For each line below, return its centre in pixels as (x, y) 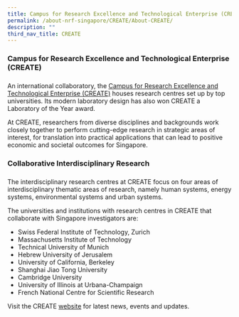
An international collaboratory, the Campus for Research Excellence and (113, 86)
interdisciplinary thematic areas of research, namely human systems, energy (119, 189)
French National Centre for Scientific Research (86, 292)
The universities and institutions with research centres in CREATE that (110, 210)
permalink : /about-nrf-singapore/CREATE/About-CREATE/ (90, 21)
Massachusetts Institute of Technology (74, 240)
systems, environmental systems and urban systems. (85, 197)
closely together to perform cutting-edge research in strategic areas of (111, 130)
